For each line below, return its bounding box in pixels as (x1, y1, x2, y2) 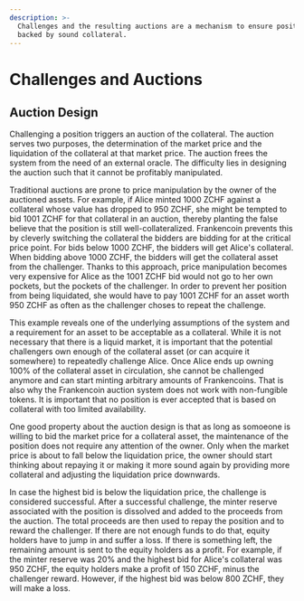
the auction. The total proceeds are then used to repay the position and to (9, 516, 285, 527)
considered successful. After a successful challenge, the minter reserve (9, 496, 278, 507)
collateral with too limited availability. (9, 404, 147, 415)
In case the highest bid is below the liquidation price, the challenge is (9, 487, 267, 498)
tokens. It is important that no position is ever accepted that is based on (9, 394, 277, 405)
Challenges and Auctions (9, 69, 204, 89)
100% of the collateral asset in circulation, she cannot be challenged (9, 365, 264, 376)
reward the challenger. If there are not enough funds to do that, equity (9, 525, 271, 536)
